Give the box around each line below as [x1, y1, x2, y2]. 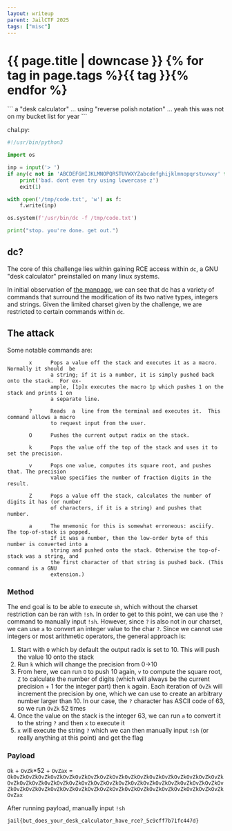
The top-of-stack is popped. [7, 528, 91, 536]
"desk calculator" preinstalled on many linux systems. [7, 272, 160, 280]
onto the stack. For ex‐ [7, 377, 81, 384]
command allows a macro [7, 413, 76, 420]
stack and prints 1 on [7, 389, 72, 396]
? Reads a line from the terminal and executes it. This [28, 407, 221, 415]
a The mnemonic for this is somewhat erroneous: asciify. [28, 523, 215, 530]
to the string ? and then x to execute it [17, 718, 126, 727]
